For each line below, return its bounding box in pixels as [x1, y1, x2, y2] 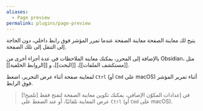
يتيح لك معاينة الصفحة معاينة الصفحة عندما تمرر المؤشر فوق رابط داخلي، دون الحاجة [6, 37, 196, 44]
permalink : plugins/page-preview [6, 20, 91, 26]
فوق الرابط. [6, 79, 33, 87]
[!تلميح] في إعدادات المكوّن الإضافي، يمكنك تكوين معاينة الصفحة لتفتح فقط [21, 92, 190, 99]
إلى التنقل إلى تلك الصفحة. [6, 43, 67, 50]
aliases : [6, 8, 28, 15]
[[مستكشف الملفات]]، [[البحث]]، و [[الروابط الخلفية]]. [6, 61, 130, 69]
